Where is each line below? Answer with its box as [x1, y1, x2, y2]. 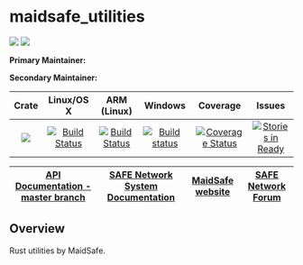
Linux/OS [48, 93, 89, 105]
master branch [21, 191, 86, 204]
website [195, 185, 231, 197]
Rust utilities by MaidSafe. [9, 245, 106, 256]
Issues [256, 99, 286, 112]
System [124, 179, 158, 192]
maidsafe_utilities [9, 6, 146, 27]
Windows [143, 99, 187, 112]
